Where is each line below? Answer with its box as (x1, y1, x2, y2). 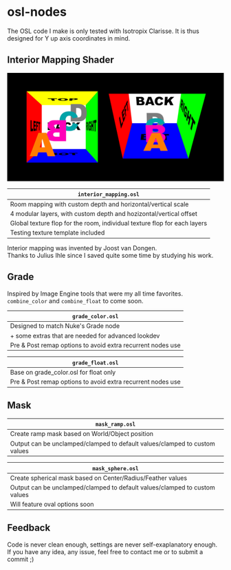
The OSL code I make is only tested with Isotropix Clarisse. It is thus (7, 27, 199, 35)
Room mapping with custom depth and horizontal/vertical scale (10, 200, 189, 208)
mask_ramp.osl (95, 421, 136, 428)
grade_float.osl (71, 359, 119, 366)
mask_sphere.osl (92, 465, 139, 472)
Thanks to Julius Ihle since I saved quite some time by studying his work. (7, 251, 214, 259)
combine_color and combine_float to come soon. (7, 296, 144, 305)
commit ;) (7, 555, 34, 563)
